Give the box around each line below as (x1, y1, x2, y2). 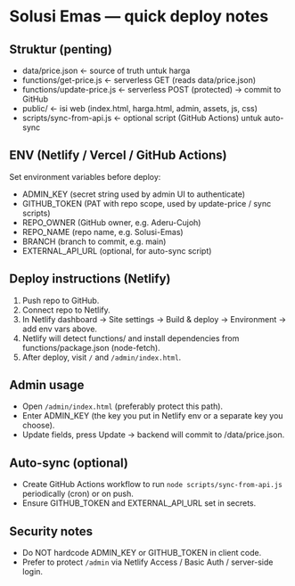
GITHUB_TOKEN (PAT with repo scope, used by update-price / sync (21, 198, 272, 208)
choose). (21, 420, 55, 431)
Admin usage (9, 378, 85, 393)
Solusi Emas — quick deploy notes (9, 6, 269, 27)
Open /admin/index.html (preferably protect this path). (21, 401, 224, 411)
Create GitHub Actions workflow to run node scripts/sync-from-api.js (21, 479, 283, 490)
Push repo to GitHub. (21, 295, 100, 305)
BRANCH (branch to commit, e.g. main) (21, 236, 167, 247)
